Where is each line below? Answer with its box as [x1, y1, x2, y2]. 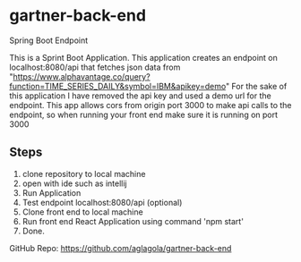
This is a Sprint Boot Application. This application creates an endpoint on [9, 52, 278, 63]
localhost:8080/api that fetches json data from [9, 62, 181, 72]
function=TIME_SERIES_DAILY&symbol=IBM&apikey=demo [9, 80, 227, 91]
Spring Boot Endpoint [9, 35, 89, 46]
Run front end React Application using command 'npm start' [21, 216, 245, 226]
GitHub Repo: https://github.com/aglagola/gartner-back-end [9, 242, 232, 253]
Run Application [21, 187, 82, 198]
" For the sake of [225, 80, 288, 91]
